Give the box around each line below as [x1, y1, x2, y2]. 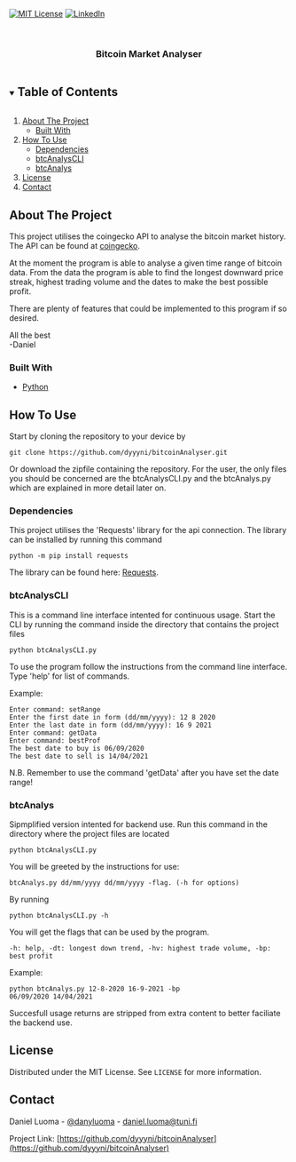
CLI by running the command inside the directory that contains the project [9, 618, 279, 630]
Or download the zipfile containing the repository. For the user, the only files [9, 464, 287, 474]
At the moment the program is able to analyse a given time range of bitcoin [9, 258, 282, 268]
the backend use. [9, 1017, 73, 1028]
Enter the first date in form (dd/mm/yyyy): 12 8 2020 [9, 712, 216, 721]
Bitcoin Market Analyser [96, 47, 202, 60]
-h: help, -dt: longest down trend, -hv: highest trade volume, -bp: [9, 943, 272, 952]
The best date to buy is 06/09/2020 [9, 744, 144, 752]
